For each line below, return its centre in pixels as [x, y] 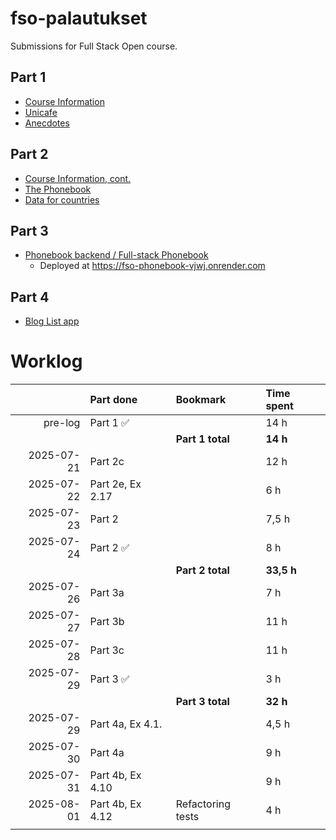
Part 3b [107, 622]
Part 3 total [202, 702]
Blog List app [52, 321]
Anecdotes [47, 123]
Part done [113, 400]
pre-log [62, 423]
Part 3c [107, 650]
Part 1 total [202, 439]
